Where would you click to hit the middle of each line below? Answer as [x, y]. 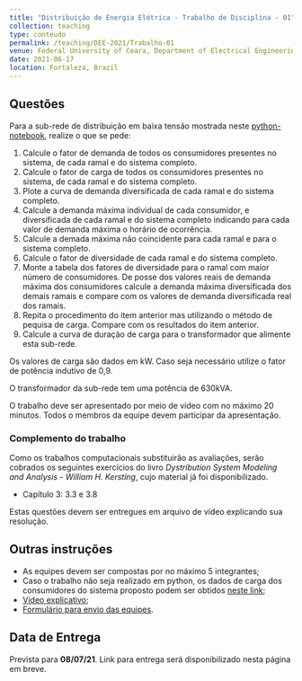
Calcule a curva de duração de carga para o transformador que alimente [156, 334]
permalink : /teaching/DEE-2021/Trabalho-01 [92, 43]
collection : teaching [50, 26]
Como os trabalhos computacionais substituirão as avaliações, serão [137, 457]
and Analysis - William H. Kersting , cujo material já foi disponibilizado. [139, 476]
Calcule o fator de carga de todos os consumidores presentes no [142, 172]
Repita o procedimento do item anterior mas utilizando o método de [147, 314]
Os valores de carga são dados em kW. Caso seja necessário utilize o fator [147, 361]
